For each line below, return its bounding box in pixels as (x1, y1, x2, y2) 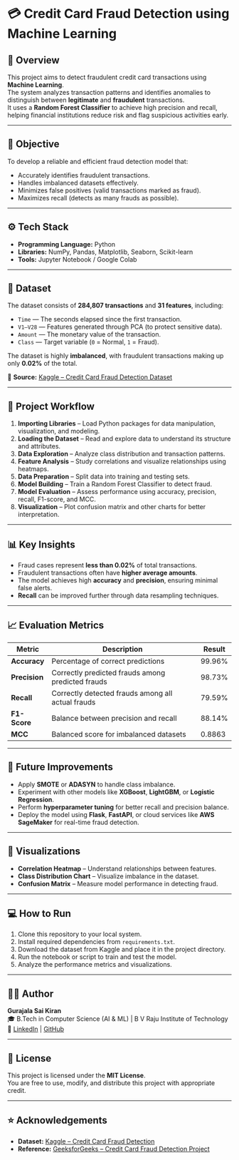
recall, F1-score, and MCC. (17, 495, 96, 503)
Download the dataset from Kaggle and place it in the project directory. (17, 945, 226, 954)
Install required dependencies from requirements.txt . (17, 938, 176, 946)
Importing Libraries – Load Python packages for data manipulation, (17, 419, 216, 428)
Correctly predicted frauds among (51, 667, 166, 677)
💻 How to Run (7, 907, 71, 920)
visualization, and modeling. (17, 427, 100, 436)
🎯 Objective (7, 138, 60, 150)
